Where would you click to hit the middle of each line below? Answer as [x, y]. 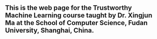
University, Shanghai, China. [50, 31]
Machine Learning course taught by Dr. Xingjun [79, 16]
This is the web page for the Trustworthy [68, 8]
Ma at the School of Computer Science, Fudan [76, 23]
